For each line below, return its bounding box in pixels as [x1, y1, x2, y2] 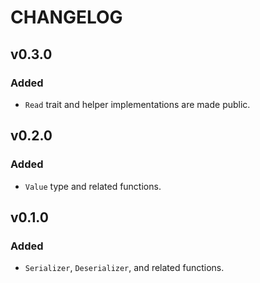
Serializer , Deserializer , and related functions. [24, 262, 225, 274]
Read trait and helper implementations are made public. [24, 98, 251, 110]
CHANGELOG [10, 6, 123, 29]
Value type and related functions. [24, 180, 162, 192]
